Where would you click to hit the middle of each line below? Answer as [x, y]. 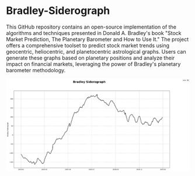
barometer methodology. [36, 70]
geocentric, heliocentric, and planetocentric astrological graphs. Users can [96, 51]
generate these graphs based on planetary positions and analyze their [90, 58]
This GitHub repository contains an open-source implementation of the [91, 27]
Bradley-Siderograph [58, 11]
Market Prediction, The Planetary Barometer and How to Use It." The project [97, 39]
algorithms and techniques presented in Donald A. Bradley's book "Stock [94, 33]
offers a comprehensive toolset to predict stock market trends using [88, 45]
